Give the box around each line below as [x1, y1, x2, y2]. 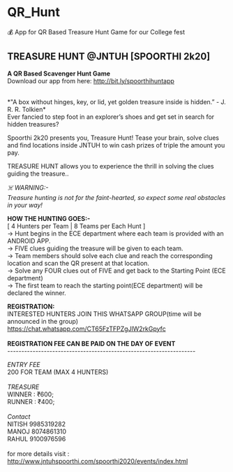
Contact [7, 412, 31, 420]
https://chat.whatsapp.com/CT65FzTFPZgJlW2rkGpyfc [7, 324, 166, 333]
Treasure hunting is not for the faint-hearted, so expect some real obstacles [7, 193, 226, 201]
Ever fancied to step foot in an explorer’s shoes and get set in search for [7, 113, 215, 121]
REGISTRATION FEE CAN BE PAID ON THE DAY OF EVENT [7, 339, 176, 348]
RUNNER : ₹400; [7, 397, 55, 406]
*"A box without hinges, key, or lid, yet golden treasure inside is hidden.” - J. [7, 97, 227, 106]
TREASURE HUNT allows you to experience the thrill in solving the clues [7, 162, 214, 170]
